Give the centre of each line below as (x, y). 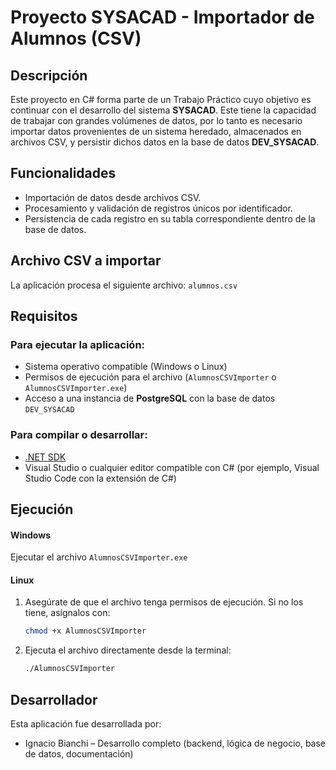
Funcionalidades (63, 173)
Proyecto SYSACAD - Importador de (162, 17)
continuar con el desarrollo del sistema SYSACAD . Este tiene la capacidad (163, 110)
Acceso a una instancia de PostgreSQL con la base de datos (150, 398)
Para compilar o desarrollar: (79, 435)
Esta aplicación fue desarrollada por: (86, 723)
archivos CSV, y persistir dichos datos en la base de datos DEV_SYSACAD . (165, 142)
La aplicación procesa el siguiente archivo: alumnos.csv (124, 285)
